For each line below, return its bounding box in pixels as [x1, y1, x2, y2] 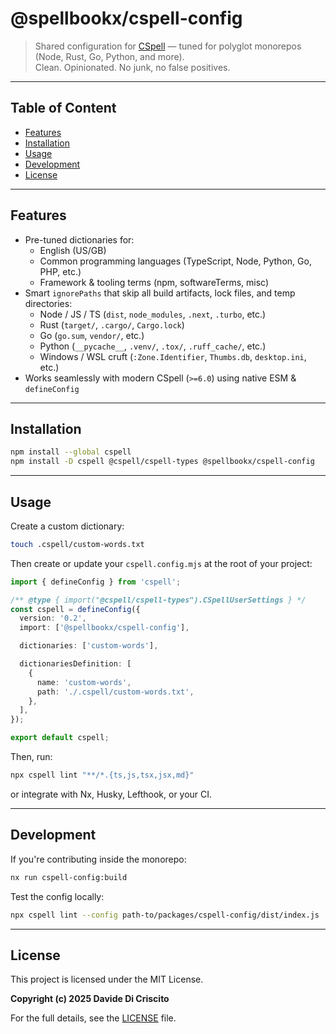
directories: [24, 297, 73, 309]
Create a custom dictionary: [10, 520, 125, 532]
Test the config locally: [10, 890, 105, 902]
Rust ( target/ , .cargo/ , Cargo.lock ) [39, 318, 185, 331]
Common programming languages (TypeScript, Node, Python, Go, [39, 255, 312, 267]
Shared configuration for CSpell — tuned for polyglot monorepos [34, 40, 302, 52]
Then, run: [10, 751, 53, 763]
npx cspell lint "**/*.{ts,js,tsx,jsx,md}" [10, 770, 195, 781]
